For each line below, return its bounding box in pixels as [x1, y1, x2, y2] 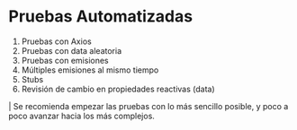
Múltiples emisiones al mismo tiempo [21, 65, 159, 75]
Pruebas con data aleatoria [21, 45, 122, 56]
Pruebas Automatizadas [8, 6, 193, 27]
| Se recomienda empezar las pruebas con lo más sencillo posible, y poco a [8, 100, 289, 111]
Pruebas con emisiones [21, 55, 109, 65]
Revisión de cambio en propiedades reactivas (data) [21, 83, 215, 94]
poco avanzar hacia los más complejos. [8, 110, 155, 121]
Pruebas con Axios [21, 36, 92, 47]
